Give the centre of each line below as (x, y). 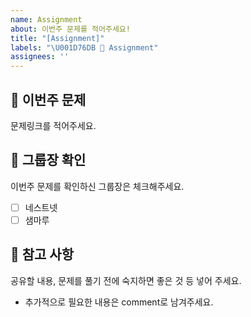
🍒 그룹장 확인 (48, 160)
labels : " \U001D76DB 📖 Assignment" (84, 47)
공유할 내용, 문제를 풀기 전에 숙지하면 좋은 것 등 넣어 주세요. (126, 280)
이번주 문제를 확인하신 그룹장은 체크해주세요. (97, 186)
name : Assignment (46, 19)
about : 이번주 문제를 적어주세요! (70, 29)
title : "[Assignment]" (57, 38)
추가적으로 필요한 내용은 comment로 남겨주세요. (119, 302)
